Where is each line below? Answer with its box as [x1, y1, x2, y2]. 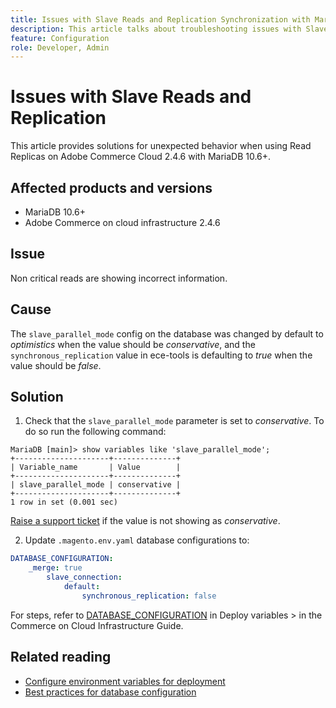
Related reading [10, 649, 112, 666]
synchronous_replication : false [81, 591, 217, 601]
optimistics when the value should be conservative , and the [10, 338, 256, 350]
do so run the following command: [24, 426, 167, 438]
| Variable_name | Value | [10, 462, 182, 473]
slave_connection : [46, 572, 123, 583]
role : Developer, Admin [10, 42, 110, 53]
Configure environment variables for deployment [24, 675, 226, 687]
